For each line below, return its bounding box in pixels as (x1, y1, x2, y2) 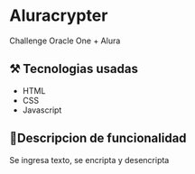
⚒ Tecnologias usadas (9, 61, 138, 77)
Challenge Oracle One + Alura (9, 35, 121, 46)
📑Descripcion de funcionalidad (9, 131, 187, 146)
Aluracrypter (9, 5, 108, 26)
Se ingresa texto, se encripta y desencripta (9, 154, 170, 165)
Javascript (22, 105, 62, 115)
